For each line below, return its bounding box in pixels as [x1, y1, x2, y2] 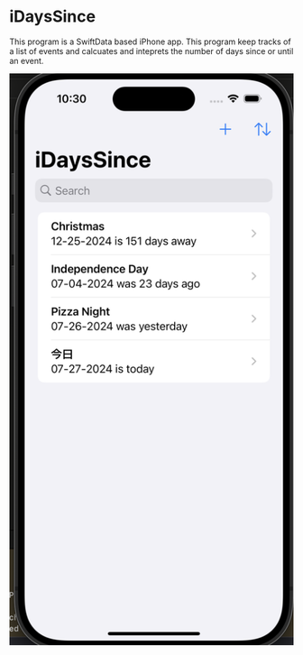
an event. [9, 55, 44, 66]
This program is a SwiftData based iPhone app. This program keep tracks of [9, 36, 291, 47]
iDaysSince [9, 6, 96, 27]
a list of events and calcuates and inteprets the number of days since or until [9, 45, 294, 56]
